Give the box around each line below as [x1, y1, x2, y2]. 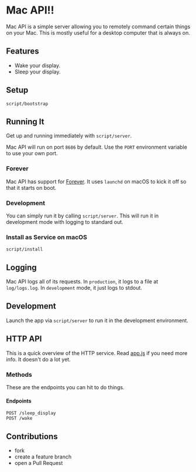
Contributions [6, 431, 58, 441]
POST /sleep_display [6, 410, 57, 416]
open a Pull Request [14, 460, 63, 467]
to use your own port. [6, 150, 58, 157]
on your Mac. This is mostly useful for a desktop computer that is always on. [6, 29, 190, 36]
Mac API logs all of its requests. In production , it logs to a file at [6, 278, 159, 285]
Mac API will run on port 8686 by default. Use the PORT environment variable [6, 143, 187, 150]
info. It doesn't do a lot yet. [6, 356, 71, 363]
